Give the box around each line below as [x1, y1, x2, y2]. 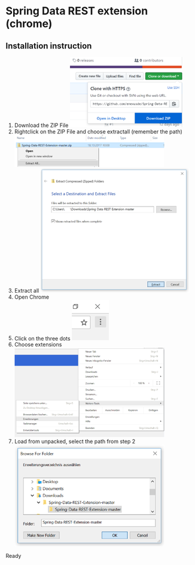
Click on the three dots [14, 335, 71, 342]
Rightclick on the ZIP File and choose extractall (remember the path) [14, 128, 183, 135]
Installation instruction [5, 41, 92, 51]
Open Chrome [14, 293, 49, 300]
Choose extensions [14, 341, 62, 348]
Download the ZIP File [14, 121, 69, 129]
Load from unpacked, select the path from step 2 [14, 438, 136, 445]
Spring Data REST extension [5, 4, 148, 18]
